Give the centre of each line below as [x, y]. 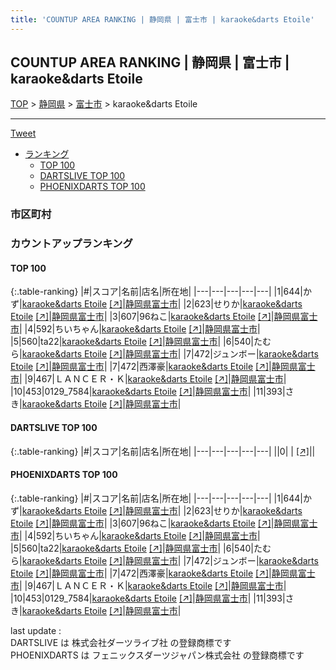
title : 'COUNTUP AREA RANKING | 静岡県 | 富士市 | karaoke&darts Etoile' [162, 19]
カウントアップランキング [71, 244]
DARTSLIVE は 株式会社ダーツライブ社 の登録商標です [121, 642]
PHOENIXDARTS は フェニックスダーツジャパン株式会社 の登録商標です [157, 655]
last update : [36, 630]
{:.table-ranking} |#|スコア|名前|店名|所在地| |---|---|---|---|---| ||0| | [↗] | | [163, 451]
